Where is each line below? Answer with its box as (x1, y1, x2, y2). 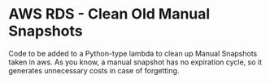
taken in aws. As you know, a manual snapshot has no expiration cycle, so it (8, 57, 263, 67)
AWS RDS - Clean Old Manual (8, 5, 211, 23)
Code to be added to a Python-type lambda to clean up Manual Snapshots (8, 48, 258, 58)
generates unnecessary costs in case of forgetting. (8, 65, 180, 75)
